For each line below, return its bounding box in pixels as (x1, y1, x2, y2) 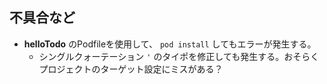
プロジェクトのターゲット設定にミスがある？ (38, 63, 224, 75)
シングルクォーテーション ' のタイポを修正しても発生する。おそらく (38, 50, 320, 62)
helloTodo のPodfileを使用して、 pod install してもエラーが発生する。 (23, 38, 317, 50)
